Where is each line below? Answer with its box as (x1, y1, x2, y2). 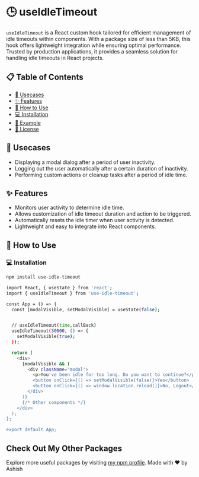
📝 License (14, 125, 40, 132)
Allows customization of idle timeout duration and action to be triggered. (14, 210, 191, 217)
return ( (11, 349, 33, 356)
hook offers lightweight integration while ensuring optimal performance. (6, 42, 182, 49)
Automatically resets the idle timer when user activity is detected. (14, 217, 175, 224)
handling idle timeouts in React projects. (6, 54, 104, 61)
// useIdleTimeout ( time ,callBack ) (11, 323, 97, 328)
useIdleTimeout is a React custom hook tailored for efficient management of (6, 29, 191, 36)
